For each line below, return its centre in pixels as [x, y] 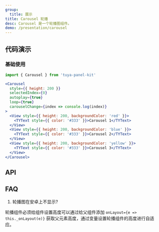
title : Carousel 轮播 [27, 19]
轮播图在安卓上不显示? [35, 201]
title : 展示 [21, 14]
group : [12, 10]
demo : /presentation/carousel [36, 28]
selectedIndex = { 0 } [29, 93]
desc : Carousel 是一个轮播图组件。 [38, 23]
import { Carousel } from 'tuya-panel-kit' [51, 75]
